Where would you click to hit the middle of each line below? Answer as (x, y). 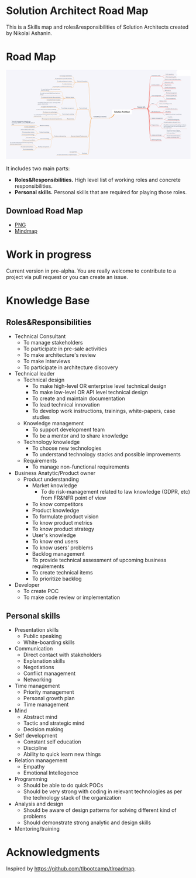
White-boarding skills (49, 642)
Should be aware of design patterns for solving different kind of (100, 810)
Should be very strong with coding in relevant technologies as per (103, 791)
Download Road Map (44, 211)
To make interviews (47, 361)
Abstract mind (40, 717)
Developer (27, 585)
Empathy (34, 767)
